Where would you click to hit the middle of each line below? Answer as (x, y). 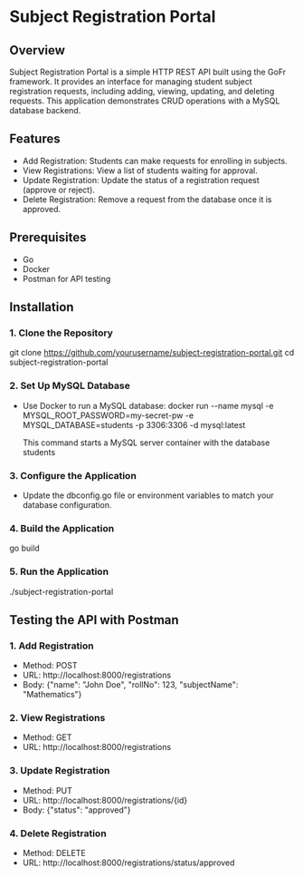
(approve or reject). (58, 190)
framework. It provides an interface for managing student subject (131, 82)
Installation (42, 307)
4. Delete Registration (58, 833)
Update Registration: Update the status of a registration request (141, 180)
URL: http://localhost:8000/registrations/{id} (105, 800)
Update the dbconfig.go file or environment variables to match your (148, 495)
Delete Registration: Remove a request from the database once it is (147, 199)
